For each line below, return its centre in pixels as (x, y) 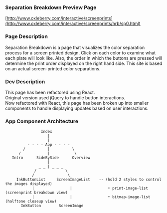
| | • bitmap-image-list (91, 197)
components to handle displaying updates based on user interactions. (77, 108)
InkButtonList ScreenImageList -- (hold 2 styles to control (89, 180)
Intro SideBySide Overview (51, 158)
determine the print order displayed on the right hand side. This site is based (84, 63)
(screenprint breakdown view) (37, 193)
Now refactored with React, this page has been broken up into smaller (77, 103)
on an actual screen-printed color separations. (53, 68)
